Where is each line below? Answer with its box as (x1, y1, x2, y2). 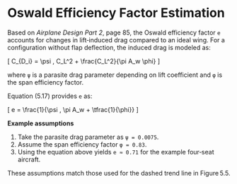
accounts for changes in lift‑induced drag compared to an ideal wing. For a (7, 35, 225, 44)
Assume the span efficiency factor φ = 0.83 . (17, 140, 147, 149)
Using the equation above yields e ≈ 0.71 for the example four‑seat (17, 147, 214, 156)
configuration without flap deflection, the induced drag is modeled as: (7, 43, 211, 51)
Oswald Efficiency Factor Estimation (7, 5, 225, 21)
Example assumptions (7, 118, 74, 128)
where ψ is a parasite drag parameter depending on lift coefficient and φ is (7, 70, 223, 79)
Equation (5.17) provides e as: (7, 92, 93, 100)
